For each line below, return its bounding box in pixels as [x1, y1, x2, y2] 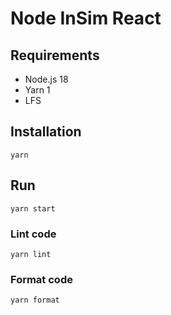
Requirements [10, 47, 100, 64]
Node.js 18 [24, 73, 69, 85]
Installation [10, 123, 82, 141]
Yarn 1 [24, 84, 51, 96]
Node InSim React [10, 7, 162, 30]
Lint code [10, 227, 57, 241]
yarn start [10, 203, 56, 214]
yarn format [10, 295, 60, 306]
